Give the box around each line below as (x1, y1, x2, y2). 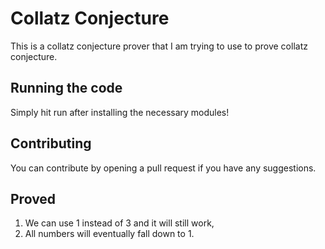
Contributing (10, 135, 92, 152)
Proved (10, 190, 57, 207)
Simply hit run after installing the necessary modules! (10, 106, 230, 118)
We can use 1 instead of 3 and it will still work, (24, 217, 215, 229)
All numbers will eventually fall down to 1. (24, 228, 195, 240)
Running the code (10, 80, 123, 97)
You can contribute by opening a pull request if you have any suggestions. (10, 162, 317, 174)
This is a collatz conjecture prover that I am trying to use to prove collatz (10, 40, 308, 52)
